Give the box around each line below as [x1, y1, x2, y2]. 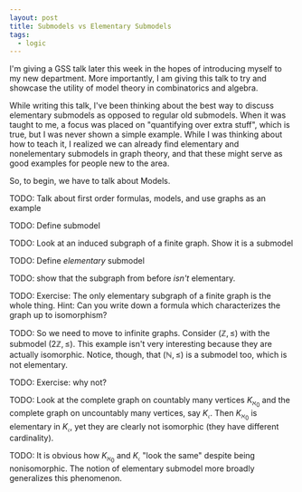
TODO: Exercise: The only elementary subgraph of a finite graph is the [9, 291, 271, 302]
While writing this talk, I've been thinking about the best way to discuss [9, 101, 274, 111]
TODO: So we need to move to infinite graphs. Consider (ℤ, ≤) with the [9, 328, 270, 339]
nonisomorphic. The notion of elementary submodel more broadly [9, 463, 255, 474]
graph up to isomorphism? [9, 310, 108, 321]
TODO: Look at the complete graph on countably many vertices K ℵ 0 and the [9, 395, 291, 409]
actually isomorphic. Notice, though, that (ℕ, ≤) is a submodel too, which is [9, 350, 288, 361]
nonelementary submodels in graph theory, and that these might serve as [9, 149, 283, 159]
